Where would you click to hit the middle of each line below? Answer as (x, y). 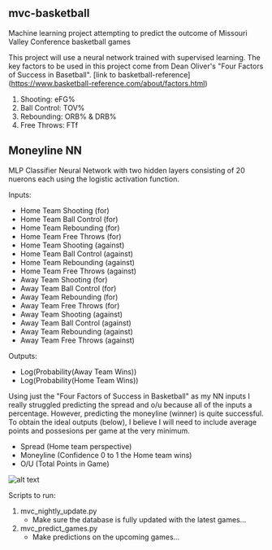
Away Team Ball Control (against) (76, 323)
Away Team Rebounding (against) (77, 331)
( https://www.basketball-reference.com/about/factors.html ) (108, 83)
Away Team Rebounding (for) (69, 297)
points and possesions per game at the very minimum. (99, 430)
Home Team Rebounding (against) (78, 262)
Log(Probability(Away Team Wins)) (78, 371)
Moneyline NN (45, 151)
